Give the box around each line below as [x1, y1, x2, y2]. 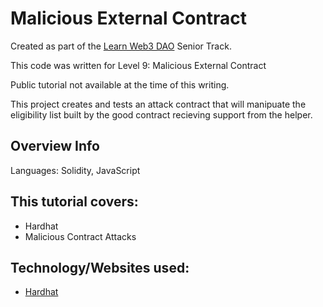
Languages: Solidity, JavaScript [10, 164, 141, 176]
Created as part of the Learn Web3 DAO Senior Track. [10, 40, 232, 52]
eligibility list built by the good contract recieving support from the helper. [10, 108, 313, 121]
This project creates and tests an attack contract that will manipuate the [10, 98, 307, 110]
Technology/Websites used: [10, 259, 190, 276]
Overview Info [10, 138, 100, 155]
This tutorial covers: [10, 193, 139, 211]
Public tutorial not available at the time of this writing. [10, 78, 230, 91]
